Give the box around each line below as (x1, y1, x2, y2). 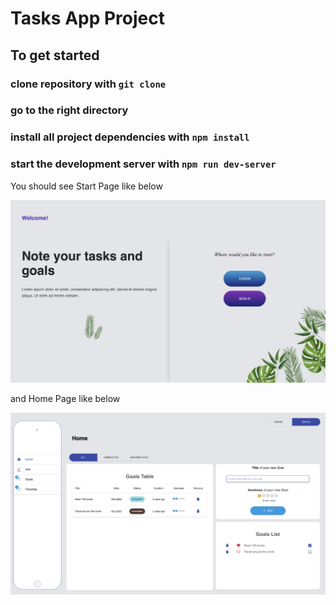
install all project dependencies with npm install (10, 130, 250, 144)
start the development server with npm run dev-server (10, 157, 277, 171)
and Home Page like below (10, 392, 121, 404)
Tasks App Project (10, 7, 165, 30)
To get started (10, 47, 100, 64)
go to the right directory (10, 103, 129, 117)
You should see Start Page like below (10, 180, 163, 192)
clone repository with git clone (10, 77, 167, 91)
